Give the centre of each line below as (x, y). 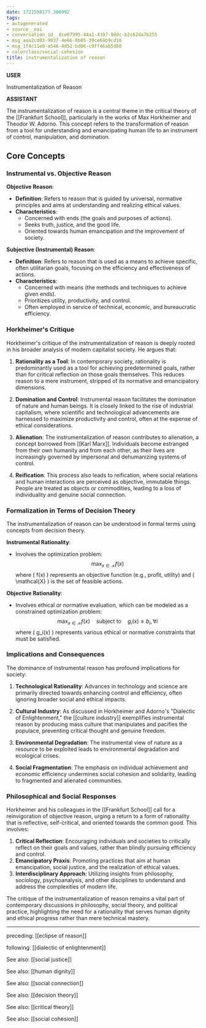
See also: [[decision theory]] (42, 995)
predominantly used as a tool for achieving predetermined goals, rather (105, 368)
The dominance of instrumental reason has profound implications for (93, 668)
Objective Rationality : (34, 593)
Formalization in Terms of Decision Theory (71, 511)
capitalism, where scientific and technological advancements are (97, 412)
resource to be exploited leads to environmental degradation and (97, 749)
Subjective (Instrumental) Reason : (51, 249)
